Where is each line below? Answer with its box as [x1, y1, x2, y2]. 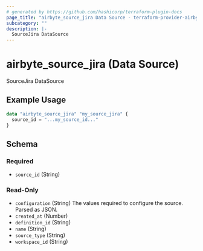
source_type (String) [14, 232, 65, 239]
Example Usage [6, 95, 66, 105]
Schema [6, 139, 38, 149]
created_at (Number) [14, 212, 68, 220]
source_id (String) [14, 171, 60, 178]
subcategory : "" [6, 20, 47, 26]
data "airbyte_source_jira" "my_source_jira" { [6, 111, 129, 117]
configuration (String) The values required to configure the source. [14, 200, 183, 207]
